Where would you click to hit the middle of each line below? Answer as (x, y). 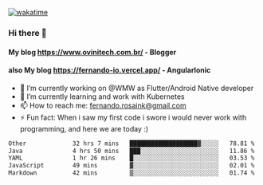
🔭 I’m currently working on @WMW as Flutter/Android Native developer (137, 88)
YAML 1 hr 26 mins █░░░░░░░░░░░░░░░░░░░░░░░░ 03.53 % (131, 158)
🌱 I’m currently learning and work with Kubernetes (102, 96)
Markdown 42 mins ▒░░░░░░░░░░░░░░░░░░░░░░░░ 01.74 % (131, 173)
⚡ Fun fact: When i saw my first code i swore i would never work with (133, 117)
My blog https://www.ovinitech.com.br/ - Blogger (92, 52)
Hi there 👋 (28, 33)
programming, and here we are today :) (84, 128)
